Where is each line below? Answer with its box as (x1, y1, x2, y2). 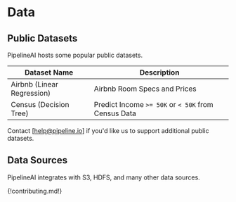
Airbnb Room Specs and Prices (93, 84, 197, 94)
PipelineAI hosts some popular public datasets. (7, 51, 143, 59)
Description (139, 68, 180, 77)
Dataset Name (24, 68, 74, 77)
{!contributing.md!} (7, 187, 63, 195)
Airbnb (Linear (11, 80, 58, 89)
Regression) (11, 89, 51, 98)
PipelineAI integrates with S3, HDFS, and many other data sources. (7, 173, 200, 182)
